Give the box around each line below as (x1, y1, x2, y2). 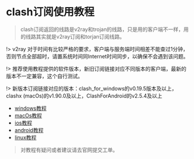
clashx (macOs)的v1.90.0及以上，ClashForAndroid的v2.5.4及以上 (6, 92, 162, 99)
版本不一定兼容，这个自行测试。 (6, 72, 83, 79)
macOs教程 (14, 112, 43, 119)
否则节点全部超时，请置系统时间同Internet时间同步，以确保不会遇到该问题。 (6, 53, 189, 60)
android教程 (14, 126, 44, 133)
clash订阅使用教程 (6, 5, 95, 19)
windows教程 (14, 105, 47, 112)
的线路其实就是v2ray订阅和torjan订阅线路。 (20, 33, 125, 40)
